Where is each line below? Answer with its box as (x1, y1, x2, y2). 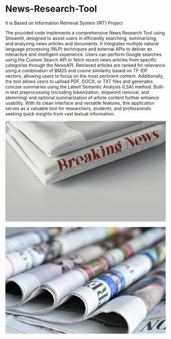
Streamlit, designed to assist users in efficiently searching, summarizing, (5, 35, 158, 41)
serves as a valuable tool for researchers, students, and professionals (5, 105, 152, 111)
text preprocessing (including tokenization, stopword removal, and (10, 89, 149, 95)
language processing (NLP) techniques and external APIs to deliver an (5, 46, 153, 52)
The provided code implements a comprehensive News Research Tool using (5, 29, 165, 36)
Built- (153, 83, 165, 89)
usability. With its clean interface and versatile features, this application (5, 100, 155, 106)
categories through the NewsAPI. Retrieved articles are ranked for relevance (5, 62, 165, 68)
